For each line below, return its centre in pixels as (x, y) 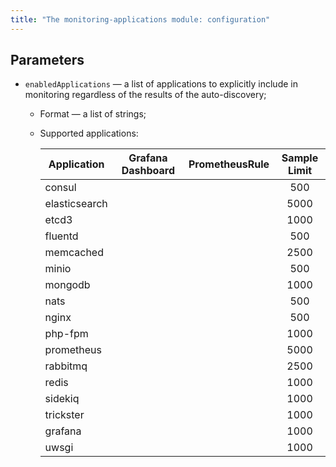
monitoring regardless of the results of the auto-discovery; (145, 95)
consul (60, 188)
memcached (74, 253)
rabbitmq (66, 366)
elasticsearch (76, 204)
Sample (300, 158)
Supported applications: (89, 133)
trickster (64, 415)
